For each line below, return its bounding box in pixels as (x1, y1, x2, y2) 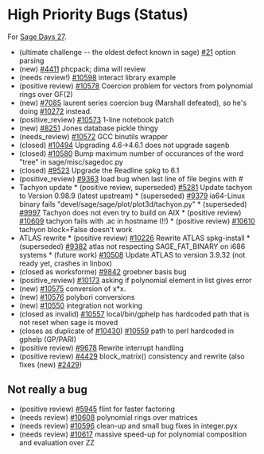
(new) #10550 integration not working (18, 301, 143, 310)
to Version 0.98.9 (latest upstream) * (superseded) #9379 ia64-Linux (18, 191, 246, 200)
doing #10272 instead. (18, 106, 92, 116)
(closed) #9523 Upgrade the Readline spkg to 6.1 (18, 165, 180, 175)
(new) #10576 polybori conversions (18, 292, 136, 301)
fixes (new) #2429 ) (18, 359, 83, 369)
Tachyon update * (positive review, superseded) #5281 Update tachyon (18, 182, 253, 192)
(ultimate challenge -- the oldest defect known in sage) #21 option (18, 47, 236, 56)
